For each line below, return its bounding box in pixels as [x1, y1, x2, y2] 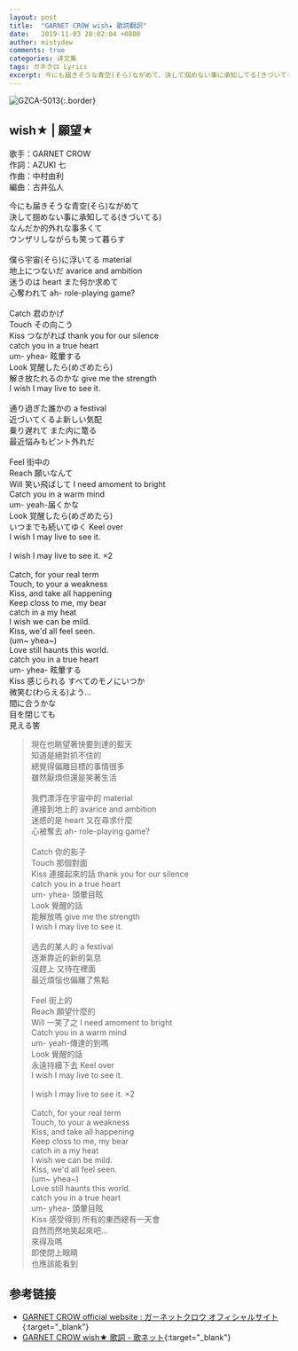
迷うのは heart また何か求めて [9, 276, 119, 287]
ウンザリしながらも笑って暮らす [9, 233, 126, 244]
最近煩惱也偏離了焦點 [30, 974, 109, 985]
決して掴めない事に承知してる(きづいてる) [9, 211, 162, 222]
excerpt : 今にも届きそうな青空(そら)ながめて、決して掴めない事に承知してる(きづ [9, 71, 275, 80]
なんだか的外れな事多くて [9, 223, 103, 233]
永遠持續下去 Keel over [30, 1059, 115, 1070]
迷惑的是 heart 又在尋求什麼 [30, 814, 133, 825]
